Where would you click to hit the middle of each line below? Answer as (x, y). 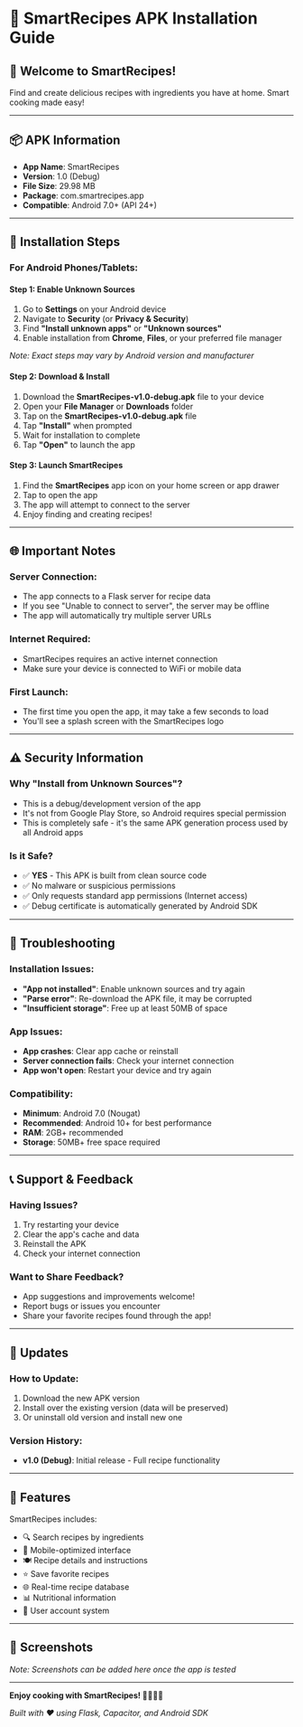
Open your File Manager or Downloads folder (108, 406)
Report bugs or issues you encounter (91, 1307)
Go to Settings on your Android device (94, 309)
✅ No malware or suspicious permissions (99, 886)
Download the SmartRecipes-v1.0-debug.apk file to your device (143, 396)
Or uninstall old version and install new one (102, 1417)
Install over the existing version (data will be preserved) (125, 1407)
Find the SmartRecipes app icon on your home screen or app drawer (151, 485)
